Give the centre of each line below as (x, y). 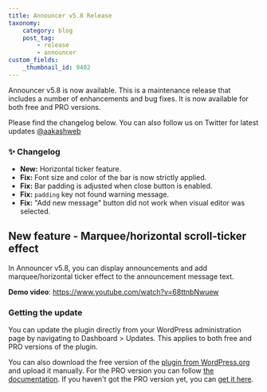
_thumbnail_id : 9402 (57, 68)
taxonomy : (25, 23)
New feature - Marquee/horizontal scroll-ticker (128, 236)
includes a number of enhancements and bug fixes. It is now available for (128, 98)
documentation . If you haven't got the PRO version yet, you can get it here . (131, 379)
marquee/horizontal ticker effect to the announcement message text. (121, 276)
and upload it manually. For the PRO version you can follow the (111, 370)
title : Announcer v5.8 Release (60, 16)
